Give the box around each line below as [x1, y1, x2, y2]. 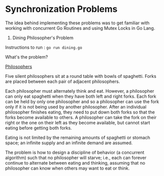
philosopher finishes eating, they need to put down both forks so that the [5, 109, 155, 115]
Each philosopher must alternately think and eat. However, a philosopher [5, 88, 155, 94]
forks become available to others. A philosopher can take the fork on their [5, 114, 157, 120]
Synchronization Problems [5, 3, 118, 15]
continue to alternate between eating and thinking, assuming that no [5, 160, 146, 166]
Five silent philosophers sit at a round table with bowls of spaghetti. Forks [5, 73, 157, 79]
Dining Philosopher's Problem [12, 35, 74, 41]
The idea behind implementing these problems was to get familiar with [5, 20, 150, 26]
